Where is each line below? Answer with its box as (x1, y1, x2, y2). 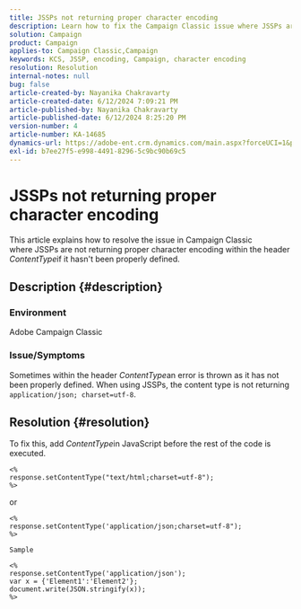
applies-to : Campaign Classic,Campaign (9, 47, 159, 56)
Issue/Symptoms (9, 349, 85, 362)
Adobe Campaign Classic (9, 327, 103, 338)
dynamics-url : (9, 138, 63, 147)
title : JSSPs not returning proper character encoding (9, 13, 219, 22)
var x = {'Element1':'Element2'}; (9, 577, 139, 587)
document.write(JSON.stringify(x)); (9, 585, 146, 594)
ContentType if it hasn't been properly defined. (9, 253, 181, 264)
